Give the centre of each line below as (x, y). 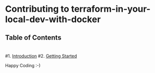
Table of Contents (33, 37)
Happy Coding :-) (23, 65)
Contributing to (37, 9)
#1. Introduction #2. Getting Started (41, 56)
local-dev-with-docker (53, 19)
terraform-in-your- (111, 9)
